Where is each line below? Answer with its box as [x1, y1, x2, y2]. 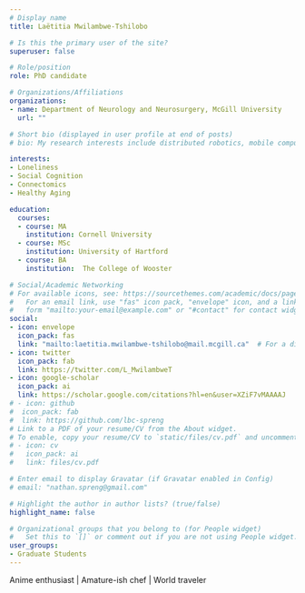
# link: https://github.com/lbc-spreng [9, 416, 165, 425]
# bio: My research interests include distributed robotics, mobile [9, 138, 274, 147]
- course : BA [17, 256, 67, 265]
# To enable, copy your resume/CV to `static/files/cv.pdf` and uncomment [9, 433, 299, 442]
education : [9, 205, 51, 214]
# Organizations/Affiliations [9, 88, 124, 97]
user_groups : [9, 541, 59, 550]
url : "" [17, 113, 47, 123]
